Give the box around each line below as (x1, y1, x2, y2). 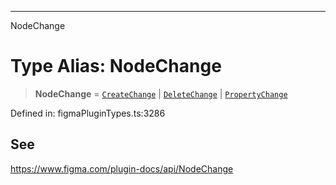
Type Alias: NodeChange (10, 55, 222, 78)
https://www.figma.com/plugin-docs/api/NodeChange (10, 162, 234, 175)
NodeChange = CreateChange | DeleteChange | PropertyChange (34, 87, 288, 100)
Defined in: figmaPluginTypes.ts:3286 (10, 107, 166, 119)
